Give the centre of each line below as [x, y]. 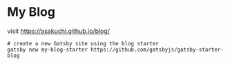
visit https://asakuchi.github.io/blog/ [59, 31]
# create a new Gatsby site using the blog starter [83, 43]
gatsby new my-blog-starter [48, 49]
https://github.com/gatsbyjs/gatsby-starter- [157, 49]
